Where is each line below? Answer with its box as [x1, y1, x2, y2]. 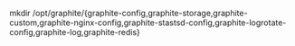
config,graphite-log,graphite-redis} [9, 27, 140, 37]
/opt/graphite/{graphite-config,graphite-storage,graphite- [32, 8, 248, 18]
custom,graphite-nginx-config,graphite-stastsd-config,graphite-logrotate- [9, 17, 287, 28]
